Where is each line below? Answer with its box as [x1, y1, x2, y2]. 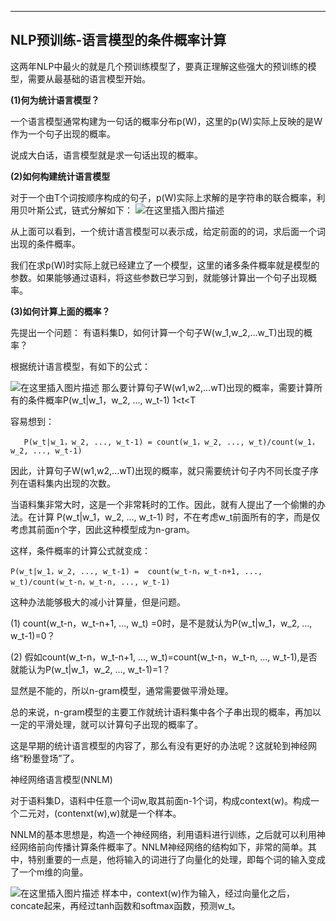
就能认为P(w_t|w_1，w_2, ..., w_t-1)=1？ [10, 663, 171, 675]
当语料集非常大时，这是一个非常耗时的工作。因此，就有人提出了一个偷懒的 [10, 498, 317, 510]
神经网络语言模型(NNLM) [10, 773, 113, 785]
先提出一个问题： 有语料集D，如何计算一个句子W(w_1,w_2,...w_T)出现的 [10, 326, 304, 338]
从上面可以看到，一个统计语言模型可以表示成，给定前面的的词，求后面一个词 [10, 225, 326, 237]
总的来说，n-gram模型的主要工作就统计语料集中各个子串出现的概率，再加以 [10, 706, 322, 718]
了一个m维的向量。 [10, 866, 89, 878]
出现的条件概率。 [10, 237, 81, 250]
